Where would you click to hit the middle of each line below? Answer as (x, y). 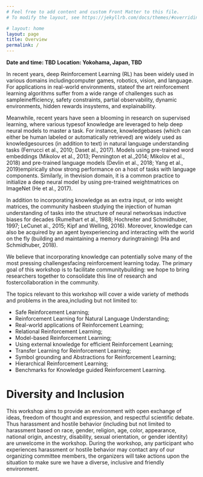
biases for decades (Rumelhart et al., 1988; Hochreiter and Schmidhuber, (97, 219)
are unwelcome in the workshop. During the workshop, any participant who (100, 443)
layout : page (23, 34)
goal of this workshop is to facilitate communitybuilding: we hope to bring (98, 270)
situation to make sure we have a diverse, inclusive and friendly (85, 462)
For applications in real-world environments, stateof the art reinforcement (98, 87)
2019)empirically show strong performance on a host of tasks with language (101, 169)
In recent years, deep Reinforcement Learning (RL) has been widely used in (100, 74)
